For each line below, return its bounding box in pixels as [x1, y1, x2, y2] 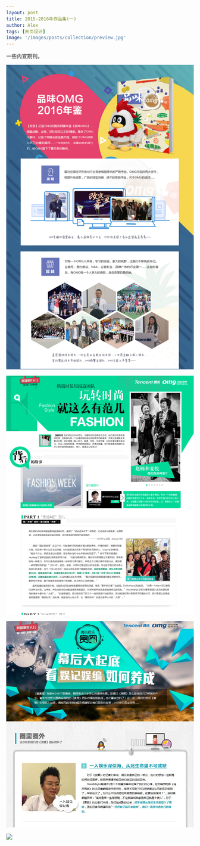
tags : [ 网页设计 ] [6, 29, 46, 35]
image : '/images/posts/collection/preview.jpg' [6, 35, 127, 41]
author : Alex [6, 22, 39, 28]
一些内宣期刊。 [6, 52, 43, 60]
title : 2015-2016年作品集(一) [6, 15, 77, 22]
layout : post [6, 10, 39, 15]
